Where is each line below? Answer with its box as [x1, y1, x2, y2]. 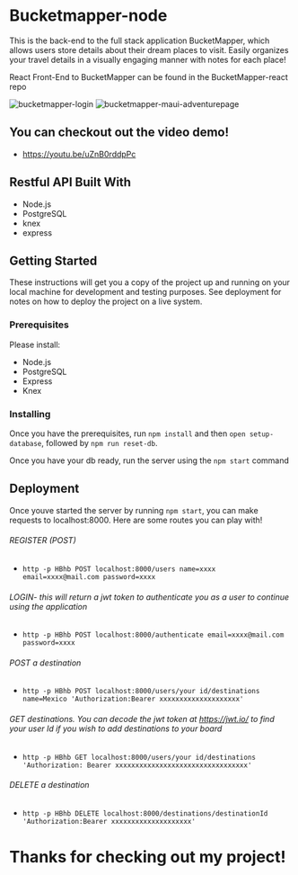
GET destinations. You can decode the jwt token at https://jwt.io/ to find [9, 713, 276, 724]
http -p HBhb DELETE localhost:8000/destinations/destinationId [22, 808, 268, 818]
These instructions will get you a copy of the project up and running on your [9, 277, 290, 288]
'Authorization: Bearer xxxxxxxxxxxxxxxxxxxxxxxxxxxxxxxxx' [22, 761, 252, 770]
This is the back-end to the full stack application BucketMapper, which [9, 35, 270, 46]
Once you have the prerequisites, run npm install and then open [9, 428, 246, 439]
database [9, 439, 42, 448]
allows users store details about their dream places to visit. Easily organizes [9, 44, 289, 55]
